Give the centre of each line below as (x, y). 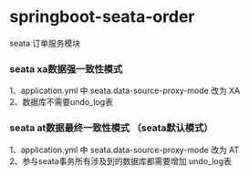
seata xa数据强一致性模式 (66, 68)
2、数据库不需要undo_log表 (62, 102)
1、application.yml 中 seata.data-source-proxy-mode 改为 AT (124, 150)
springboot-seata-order (102, 17)
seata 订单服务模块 (45, 43)
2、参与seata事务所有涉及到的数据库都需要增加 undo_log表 (121, 160)
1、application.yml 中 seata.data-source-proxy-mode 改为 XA (125, 91)
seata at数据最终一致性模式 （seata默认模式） (111, 128)
